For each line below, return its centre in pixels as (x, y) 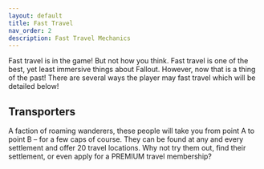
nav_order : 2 (30, 30)
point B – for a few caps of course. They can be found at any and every (126, 139)
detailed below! (34, 87)
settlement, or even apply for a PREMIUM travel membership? (110, 156)
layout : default (35, 16)
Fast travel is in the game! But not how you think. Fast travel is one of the (128, 61)
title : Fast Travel (41, 23)
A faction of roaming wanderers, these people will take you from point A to (132, 131)
